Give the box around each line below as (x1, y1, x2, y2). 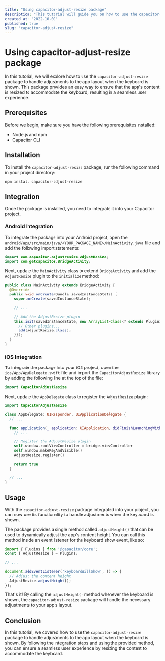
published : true (5, 21, 38, 26)
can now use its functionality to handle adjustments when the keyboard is (5, 512, 154, 518)
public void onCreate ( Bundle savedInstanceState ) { (9, 292, 118, 297)
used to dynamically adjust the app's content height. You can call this (5, 532, 146, 538)
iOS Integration (5, 353, 42, 360)
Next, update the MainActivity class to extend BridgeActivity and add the (5, 268, 156, 274)
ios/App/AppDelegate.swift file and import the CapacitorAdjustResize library (5, 370, 160, 376)
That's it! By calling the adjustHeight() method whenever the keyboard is (5, 591, 154, 597)
